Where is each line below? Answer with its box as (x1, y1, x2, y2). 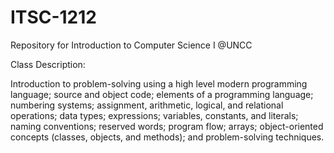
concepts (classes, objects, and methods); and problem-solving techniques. (10, 131, 325, 143)
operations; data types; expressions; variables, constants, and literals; (10, 109, 299, 121)
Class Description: (10, 58, 86, 70)
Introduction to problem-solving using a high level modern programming (10, 77, 308, 90)
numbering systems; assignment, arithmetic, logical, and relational (10, 99, 284, 111)
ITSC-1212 (10, 6, 97, 29)
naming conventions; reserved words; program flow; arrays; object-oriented (10, 120, 324, 132)
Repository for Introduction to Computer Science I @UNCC (10, 39, 253, 51)
